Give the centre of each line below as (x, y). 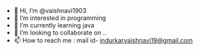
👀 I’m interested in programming (60, 18)
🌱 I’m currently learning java (54, 25)
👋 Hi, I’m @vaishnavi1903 (50, 11)
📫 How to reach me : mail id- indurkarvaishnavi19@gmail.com (103, 40)
